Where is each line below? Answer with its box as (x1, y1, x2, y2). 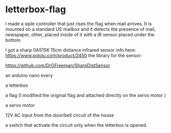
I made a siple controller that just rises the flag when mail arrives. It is (5, 21, 152, 27)
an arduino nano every (5, 72, 53, 78)
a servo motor (5, 102, 35, 108)
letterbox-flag (5, 4, 66, 15)
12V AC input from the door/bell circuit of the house (5, 112, 115, 118)
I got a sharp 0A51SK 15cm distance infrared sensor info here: (5, 47, 136, 53)
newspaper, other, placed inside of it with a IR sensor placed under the (5, 31, 155, 37)
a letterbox (5, 82, 28, 88)
